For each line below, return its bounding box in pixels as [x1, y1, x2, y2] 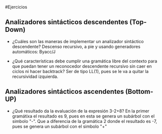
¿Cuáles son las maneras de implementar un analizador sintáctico [12, 38, 144, 44]
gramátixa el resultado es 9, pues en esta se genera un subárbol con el [12, 113, 155, 119]
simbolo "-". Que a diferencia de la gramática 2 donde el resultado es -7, [12, 118, 157, 124]
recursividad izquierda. [12, 74, 58, 79]
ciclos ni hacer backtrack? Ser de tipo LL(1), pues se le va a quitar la [12, 68, 149, 74]
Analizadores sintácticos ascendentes [5, 88, 124, 96]
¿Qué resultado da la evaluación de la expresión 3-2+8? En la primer [12, 108, 150, 114]
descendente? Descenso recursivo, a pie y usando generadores [12, 44, 141, 49]
